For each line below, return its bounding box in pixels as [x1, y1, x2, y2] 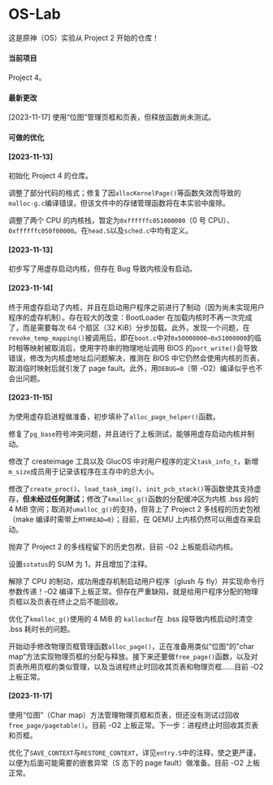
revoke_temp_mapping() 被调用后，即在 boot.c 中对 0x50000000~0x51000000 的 [8, 333, 254, 342]
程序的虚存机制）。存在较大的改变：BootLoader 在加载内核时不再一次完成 [8, 312, 253, 322]
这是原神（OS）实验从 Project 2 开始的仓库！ [8, 33, 160, 42]
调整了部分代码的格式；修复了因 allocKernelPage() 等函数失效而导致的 [8, 188, 241, 198]
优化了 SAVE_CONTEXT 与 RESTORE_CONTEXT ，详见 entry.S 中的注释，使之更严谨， [8, 748, 261, 757]
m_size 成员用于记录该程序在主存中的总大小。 [8, 466, 158, 476]
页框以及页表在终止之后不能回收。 [8, 596, 123, 606]
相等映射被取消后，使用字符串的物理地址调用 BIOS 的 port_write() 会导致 [15, 342, 258, 352]
